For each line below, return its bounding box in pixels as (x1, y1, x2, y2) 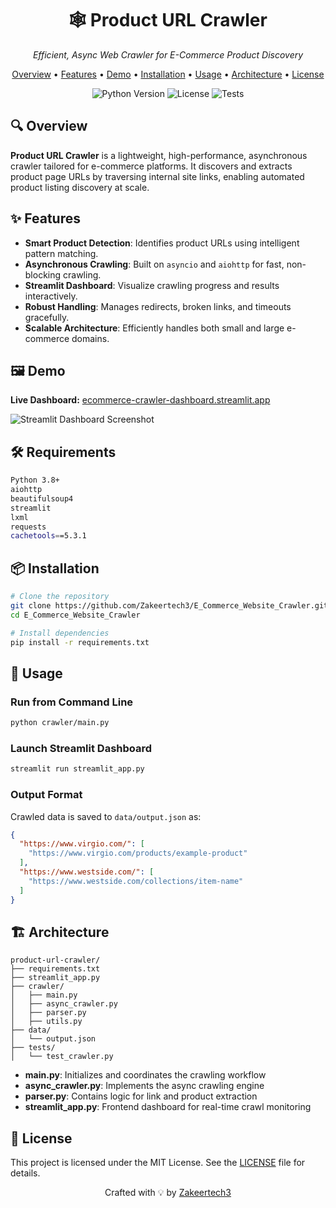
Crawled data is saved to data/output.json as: (10, 810, 202, 822)
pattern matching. (24, 247, 99, 259)
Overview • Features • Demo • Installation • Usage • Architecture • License (11, 68, 325, 80)
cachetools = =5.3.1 (10, 531, 87, 541)
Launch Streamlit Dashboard (10, 741, 153, 755)
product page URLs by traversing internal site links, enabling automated (10, 170, 305, 182)
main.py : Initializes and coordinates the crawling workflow (24, 1069, 267, 1081)
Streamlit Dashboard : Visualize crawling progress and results (24, 279, 280, 291)
